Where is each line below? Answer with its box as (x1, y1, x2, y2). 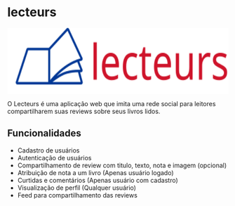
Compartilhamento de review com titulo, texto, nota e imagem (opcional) (17, 161, 227, 169)
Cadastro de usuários (17, 146, 80, 155)
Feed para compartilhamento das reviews (17, 191, 138, 199)
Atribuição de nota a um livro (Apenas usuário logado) (17, 168, 174, 176)
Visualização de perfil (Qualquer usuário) (17, 184, 137, 192)
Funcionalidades (7, 127, 82, 139)
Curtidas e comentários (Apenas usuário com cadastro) (17, 176, 179, 184)
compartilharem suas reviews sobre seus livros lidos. (7, 107, 161, 115)
